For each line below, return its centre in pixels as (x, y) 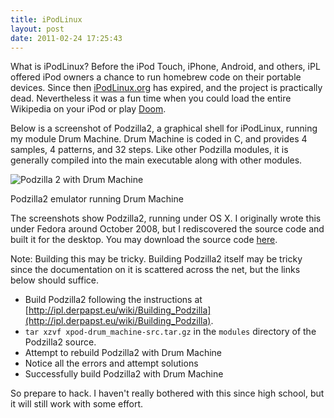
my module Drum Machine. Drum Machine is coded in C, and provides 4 (159, 139)
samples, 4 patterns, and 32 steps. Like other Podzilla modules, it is (149, 150)
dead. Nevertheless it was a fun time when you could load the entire (151, 98)
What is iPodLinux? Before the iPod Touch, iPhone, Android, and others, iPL (165, 67)
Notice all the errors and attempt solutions (111, 363)
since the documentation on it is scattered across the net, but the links (155, 270)
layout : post (37, 29)
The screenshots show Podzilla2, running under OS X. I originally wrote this (166, 218)
